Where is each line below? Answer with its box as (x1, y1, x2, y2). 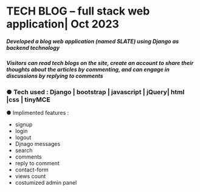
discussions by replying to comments (6, 72, 103, 80)
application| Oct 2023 (6, 17, 120, 31)
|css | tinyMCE (6, 95, 50, 104)
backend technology (6, 44, 60, 51)
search (15, 146, 33, 154)
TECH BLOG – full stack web (6, 4, 150, 18)
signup (15, 120, 33, 128)
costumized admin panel (15, 179, 77, 186)
